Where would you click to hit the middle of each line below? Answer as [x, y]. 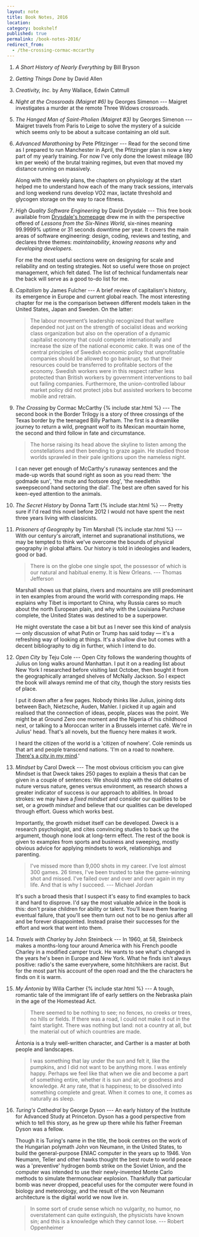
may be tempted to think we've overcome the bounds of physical [94, 542]
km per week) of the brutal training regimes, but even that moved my [99, 162]
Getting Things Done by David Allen [59, 78]
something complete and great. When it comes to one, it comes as [111, 1092]
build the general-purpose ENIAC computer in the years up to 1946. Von [103, 1153]
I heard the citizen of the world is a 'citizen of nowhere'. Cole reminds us [103, 743]
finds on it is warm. [38, 977]
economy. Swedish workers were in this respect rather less [102, 371]
